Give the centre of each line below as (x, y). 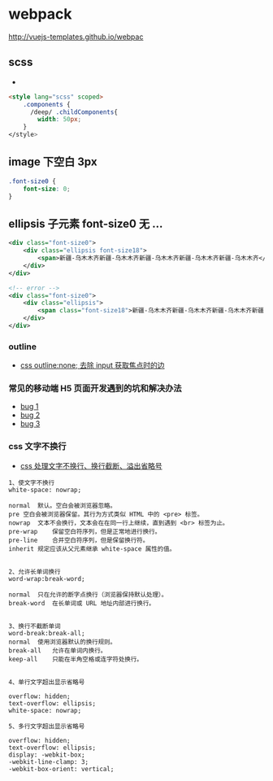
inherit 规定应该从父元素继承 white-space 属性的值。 (92, 549)
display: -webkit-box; (47, 755)
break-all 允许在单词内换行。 (58, 650)
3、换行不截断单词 (35, 626)
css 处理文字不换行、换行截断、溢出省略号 (91, 465)
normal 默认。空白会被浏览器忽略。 (62, 505)
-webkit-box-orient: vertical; (61, 769)
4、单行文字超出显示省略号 (47, 682)
